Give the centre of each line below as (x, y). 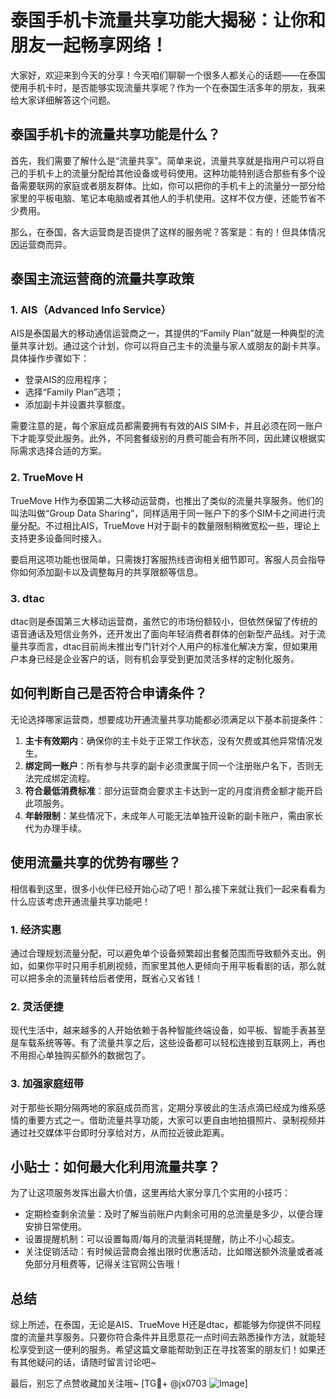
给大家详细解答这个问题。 (63, 100)
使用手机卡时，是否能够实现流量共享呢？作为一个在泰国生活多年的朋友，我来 (168, 87)
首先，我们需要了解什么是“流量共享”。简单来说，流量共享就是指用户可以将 (163, 160)
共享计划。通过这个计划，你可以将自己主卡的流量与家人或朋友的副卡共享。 (172, 346)
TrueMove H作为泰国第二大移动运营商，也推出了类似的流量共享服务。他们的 (167, 500)
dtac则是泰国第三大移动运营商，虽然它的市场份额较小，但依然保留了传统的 (164, 622)
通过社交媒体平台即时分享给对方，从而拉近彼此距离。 (120, 1132)
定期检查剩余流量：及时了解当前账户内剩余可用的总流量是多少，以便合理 (173, 1214)
